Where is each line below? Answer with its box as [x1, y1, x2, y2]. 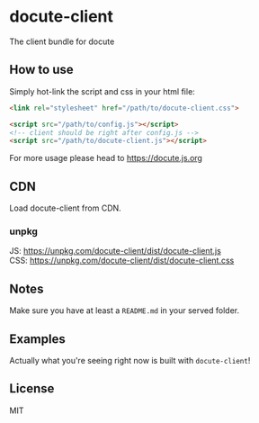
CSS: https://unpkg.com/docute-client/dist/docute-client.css [9, 255, 235, 266]
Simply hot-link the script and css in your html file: [9, 85, 195, 96]
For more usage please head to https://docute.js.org [9, 153, 202, 164]
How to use [9, 62, 74, 77]
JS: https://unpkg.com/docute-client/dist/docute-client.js [9, 246, 222, 256]
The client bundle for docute [9, 36, 115, 47]
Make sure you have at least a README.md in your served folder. [9, 305, 240, 316]
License [9, 381, 55, 397]
